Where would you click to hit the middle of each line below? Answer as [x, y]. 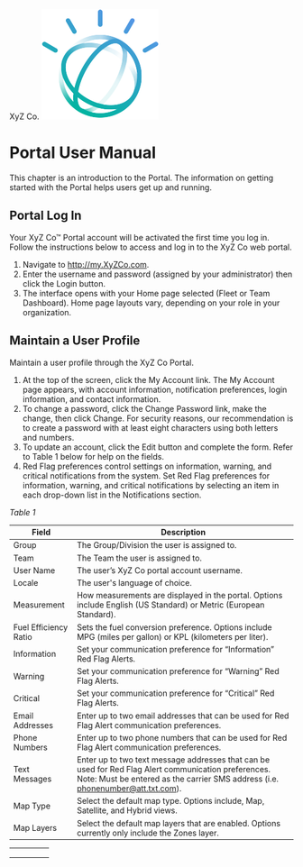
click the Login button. [64, 283]
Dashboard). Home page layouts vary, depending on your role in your [151, 303]
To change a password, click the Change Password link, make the [145, 408]
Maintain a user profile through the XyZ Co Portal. [101, 362]
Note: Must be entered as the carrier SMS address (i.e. [178, 779]
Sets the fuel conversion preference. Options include [174, 627]
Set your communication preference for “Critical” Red [175, 693]
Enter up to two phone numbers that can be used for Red [182, 737]
